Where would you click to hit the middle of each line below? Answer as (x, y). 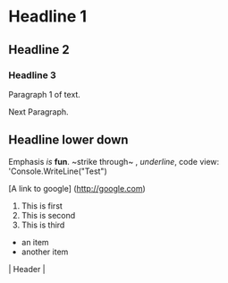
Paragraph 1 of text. (45, 94)
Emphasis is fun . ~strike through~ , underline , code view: (114, 161)
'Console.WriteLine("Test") (58, 171)
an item (35, 242)
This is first (42, 206)
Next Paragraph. (38, 111)
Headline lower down (68, 140)
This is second (48, 215)
